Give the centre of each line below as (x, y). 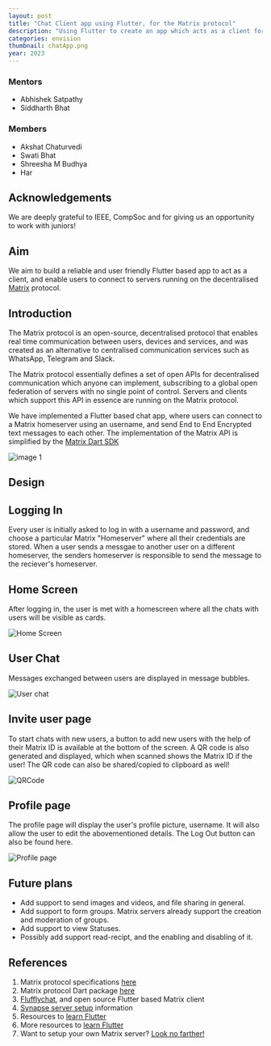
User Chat (34, 659)
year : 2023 (27, 53)
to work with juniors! (42, 226)
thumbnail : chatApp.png (48, 46)
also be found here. (41, 842)
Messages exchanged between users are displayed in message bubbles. (129, 678)
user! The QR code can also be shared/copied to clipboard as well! (119, 764)
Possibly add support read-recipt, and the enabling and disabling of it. (136, 937)
